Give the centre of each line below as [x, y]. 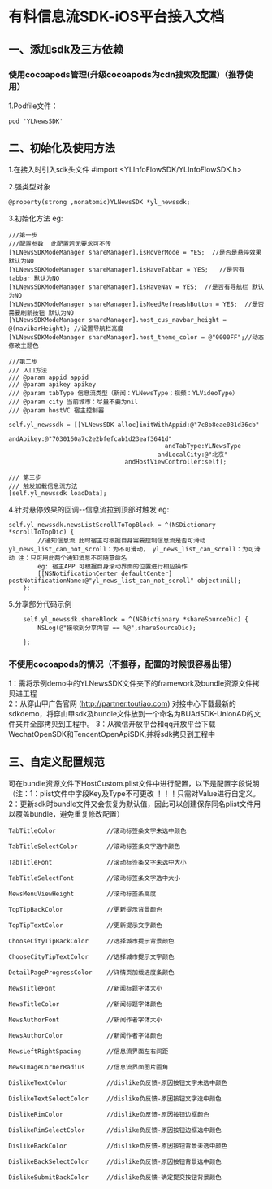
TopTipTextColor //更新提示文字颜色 [85, 925]
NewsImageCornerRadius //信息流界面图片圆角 [89, 1067]
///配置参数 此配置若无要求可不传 [60, 244]
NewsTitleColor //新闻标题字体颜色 [85, 1004]
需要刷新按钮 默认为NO [41, 313]
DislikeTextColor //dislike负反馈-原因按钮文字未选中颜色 [118, 1082]
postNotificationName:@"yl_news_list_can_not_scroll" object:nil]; [125, 581]
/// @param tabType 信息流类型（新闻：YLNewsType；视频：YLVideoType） [123, 393]
